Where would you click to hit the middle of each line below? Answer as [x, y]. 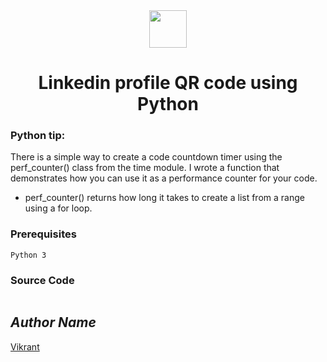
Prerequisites [43, 234]
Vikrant [25, 346]
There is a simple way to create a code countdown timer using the [146, 157]
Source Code [42, 280]
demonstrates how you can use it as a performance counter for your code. [164, 178]
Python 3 [28, 255]
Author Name [53, 322]
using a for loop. [58, 208]
